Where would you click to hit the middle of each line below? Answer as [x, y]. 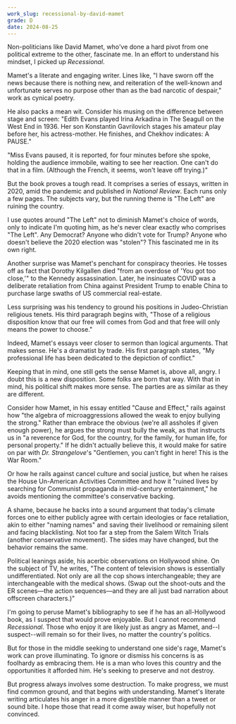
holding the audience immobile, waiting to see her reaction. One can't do [113, 163]
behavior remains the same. [48, 547]
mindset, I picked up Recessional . [56, 62]
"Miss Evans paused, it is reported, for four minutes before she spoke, [109, 155]
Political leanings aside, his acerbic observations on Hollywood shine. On [113, 561]
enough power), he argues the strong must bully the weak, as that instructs [116, 430]
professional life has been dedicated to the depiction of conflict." [101, 358]
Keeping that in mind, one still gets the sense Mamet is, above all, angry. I [114, 372]
